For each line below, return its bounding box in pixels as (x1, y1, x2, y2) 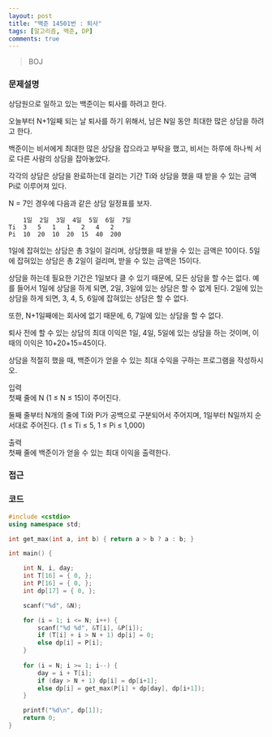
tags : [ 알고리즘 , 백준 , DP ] (8, 27, 93, 35)
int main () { (8, 549, 53, 557)
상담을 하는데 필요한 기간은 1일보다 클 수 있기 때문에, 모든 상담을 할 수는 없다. (8, 273, 252, 283)
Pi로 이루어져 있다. (8, 180, 67, 191)
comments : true (8, 34, 60, 43)
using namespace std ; (8, 520, 82, 528)
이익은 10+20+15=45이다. (23, 338, 107, 348)
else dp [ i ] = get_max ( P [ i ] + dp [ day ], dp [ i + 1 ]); (37, 684, 205, 692)
